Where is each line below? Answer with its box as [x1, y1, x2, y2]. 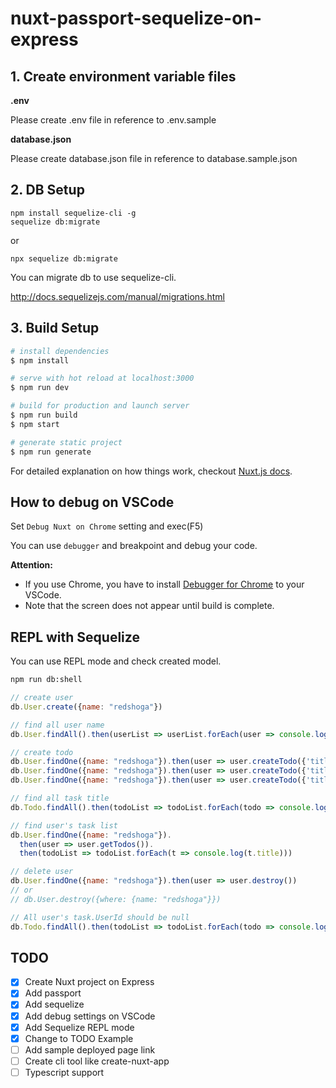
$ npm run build [10, 410, 78, 420]
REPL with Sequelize [10, 628, 140, 646]
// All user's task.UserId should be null [10, 912, 190, 922]
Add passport [24, 987, 82, 999]
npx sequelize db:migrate [10, 253, 118, 264]
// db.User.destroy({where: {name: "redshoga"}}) [10, 894, 222, 904]
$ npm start [10, 419, 60, 429]
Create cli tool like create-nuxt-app [24, 1055, 170, 1067]
